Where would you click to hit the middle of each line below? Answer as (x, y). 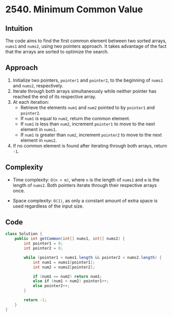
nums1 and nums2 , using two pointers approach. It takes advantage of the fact (86, 46)
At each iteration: (31, 102)
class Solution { (24, 234)
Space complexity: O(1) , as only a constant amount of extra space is (85, 200)
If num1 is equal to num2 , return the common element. (75, 118)
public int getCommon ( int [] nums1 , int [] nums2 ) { (70, 239)
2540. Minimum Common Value (74, 10)
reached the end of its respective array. (54, 97)
